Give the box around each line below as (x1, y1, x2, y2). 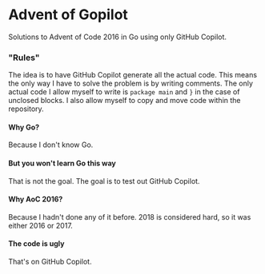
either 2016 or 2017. (8, 220, 74, 230)
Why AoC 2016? (8, 194, 63, 205)
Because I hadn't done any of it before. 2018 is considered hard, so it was (8, 212, 251, 221)
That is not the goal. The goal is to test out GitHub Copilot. (8, 176, 200, 185)
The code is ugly (8, 239, 65, 248)
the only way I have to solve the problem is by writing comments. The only (8, 78, 254, 89)
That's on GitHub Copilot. (8, 257, 92, 267)
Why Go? (8, 122, 40, 132)
